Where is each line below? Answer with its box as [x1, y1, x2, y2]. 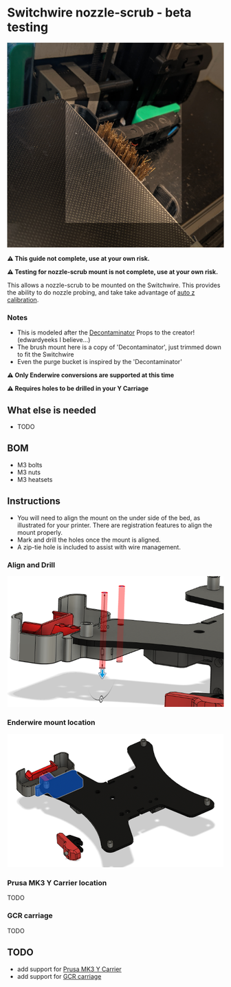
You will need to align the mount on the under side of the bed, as [16, 513, 201, 522]
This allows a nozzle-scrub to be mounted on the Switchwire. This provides [7, 281, 221, 289]
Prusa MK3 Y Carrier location [7, 878, 107, 888]
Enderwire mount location [7, 718, 96, 728]
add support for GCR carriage [16, 972, 102, 980]
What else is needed [7, 404, 96, 416]
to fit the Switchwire [16, 350, 74, 359]
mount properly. [16, 528, 63, 536]
